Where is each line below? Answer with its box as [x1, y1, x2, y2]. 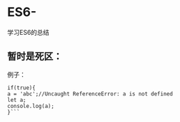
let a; [7, 96, 27, 103]
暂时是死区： [7, 50, 63, 63]
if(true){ [7, 84, 36, 91]
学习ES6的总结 [7, 28, 50, 36]
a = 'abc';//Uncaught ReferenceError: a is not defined [7, 90, 173, 98]
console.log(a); [7, 102, 54, 109]
